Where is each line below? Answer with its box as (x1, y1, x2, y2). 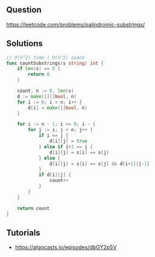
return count (17, 205, 50, 211)
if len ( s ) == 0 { (17, 66, 61, 72)
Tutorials (6, 227, 40, 238)
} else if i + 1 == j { (38, 143, 93, 150)
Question (6, 5, 42, 15)
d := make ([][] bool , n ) (17, 93, 77, 99)
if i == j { (38, 132, 69, 138)
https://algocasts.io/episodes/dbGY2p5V (14, 244, 117, 251)
